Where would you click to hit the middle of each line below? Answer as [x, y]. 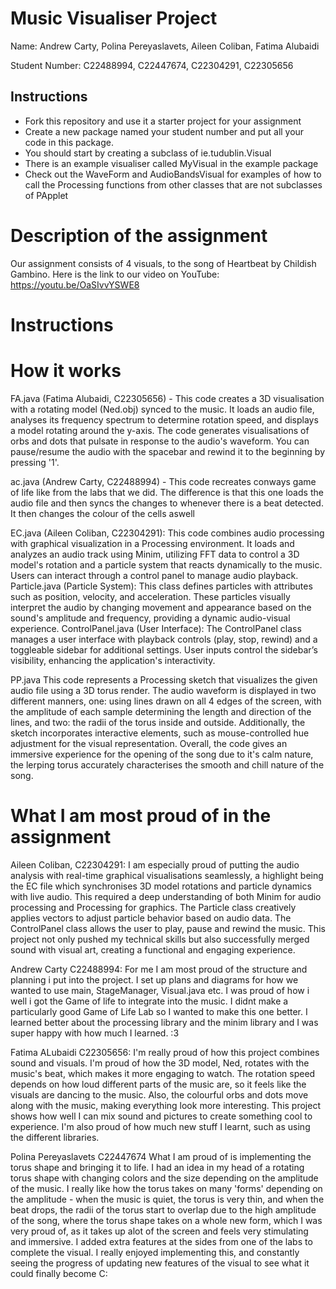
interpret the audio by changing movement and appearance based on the [161, 607]
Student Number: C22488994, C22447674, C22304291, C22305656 [152, 65]
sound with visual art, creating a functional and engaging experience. [153, 949]
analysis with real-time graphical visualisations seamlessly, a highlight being [167, 875]
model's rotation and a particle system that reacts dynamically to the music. [166, 564]
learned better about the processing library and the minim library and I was [164, 1022]
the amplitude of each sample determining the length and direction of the [161, 711]
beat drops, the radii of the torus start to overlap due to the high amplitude [163, 1209]
